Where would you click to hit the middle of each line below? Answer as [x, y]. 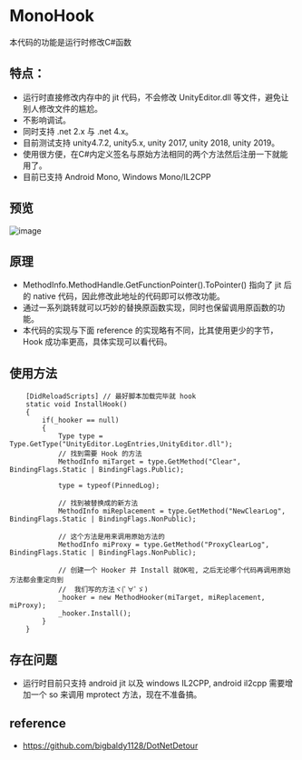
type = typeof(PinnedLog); [109, 486]
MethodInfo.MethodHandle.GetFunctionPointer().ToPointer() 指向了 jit [152, 285]
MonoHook [52, 16]
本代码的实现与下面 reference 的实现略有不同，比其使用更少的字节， [150, 330]
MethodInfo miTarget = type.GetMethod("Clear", [150, 462]
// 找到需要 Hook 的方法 [100, 454]
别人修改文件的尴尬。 [62, 108]
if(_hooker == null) [81, 420]
